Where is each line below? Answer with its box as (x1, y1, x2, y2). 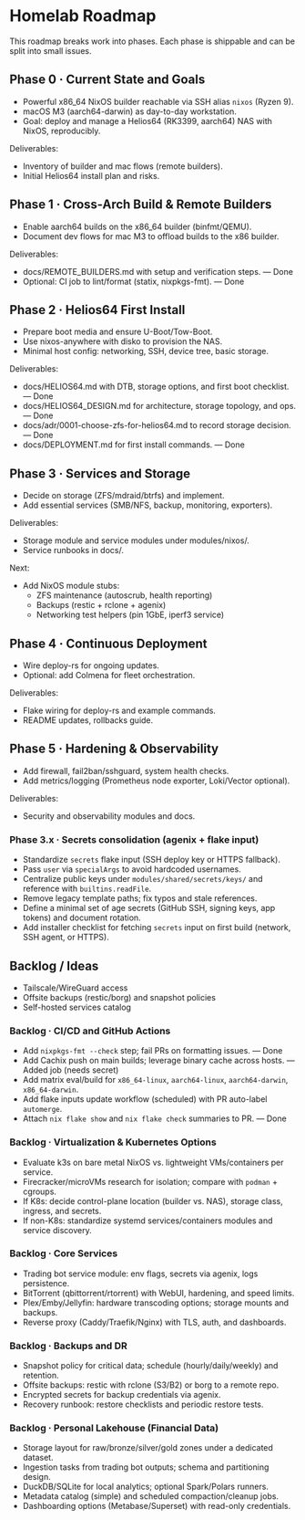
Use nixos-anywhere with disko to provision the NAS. (22, 336, 223, 347)
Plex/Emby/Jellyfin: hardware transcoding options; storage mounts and (22, 1297, 290, 1308)
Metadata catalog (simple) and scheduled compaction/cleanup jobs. (22, 1491, 280, 1502)
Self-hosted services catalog (22, 1001, 132, 1012)
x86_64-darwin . (22, 1084, 79, 1095)
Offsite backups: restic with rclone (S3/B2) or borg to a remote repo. (22, 1379, 280, 1390)
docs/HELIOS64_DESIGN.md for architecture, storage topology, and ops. (22, 401, 297, 412)
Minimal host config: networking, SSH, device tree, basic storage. (22, 346, 269, 357)
